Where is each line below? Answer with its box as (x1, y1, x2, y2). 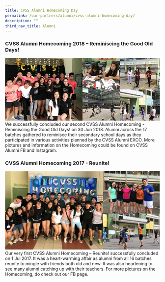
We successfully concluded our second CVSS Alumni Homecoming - (5, 121, 145, 127)
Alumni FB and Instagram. (5, 147, 57, 153)
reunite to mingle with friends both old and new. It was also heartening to (5, 260, 153, 266)
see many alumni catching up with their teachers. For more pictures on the (5, 266, 156, 272)
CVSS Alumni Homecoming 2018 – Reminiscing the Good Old (5, 40, 153, 47)
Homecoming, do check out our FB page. (5, 271, 88, 277)
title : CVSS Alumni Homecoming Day (5, 8, 78, 13)
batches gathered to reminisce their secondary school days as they (5, 132, 141, 138)
